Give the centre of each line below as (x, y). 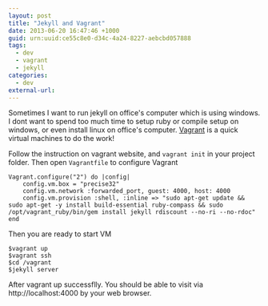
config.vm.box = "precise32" (71, 184)
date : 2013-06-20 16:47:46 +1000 (64, 30)
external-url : (32, 90)
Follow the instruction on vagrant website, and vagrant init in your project (132, 154)
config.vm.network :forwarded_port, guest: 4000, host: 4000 (126, 191)
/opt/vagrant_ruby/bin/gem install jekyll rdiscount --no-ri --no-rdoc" (132, 212)
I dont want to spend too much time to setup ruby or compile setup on (124, 122)
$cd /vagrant (30, 263)
